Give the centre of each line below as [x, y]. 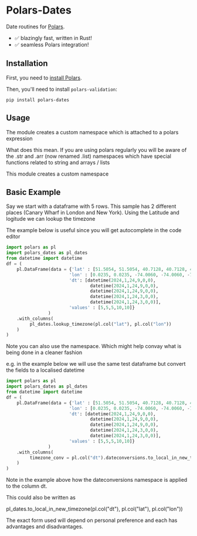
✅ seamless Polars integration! [52, 44]
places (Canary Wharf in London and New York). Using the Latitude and [93, 213]
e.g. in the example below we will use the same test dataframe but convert [96, 364]
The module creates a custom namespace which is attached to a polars [92, 132]
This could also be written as [41, 498]
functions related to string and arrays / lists [58, 162]
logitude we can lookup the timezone [51, 219]
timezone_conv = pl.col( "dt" [65, 458]
